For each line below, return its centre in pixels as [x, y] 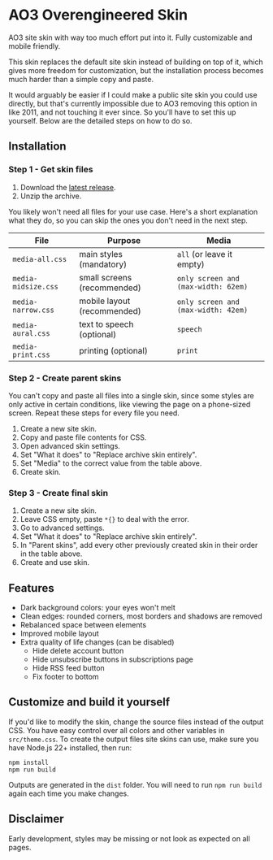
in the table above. [51, 554]
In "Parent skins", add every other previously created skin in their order [139, 545]
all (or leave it [205, 254]
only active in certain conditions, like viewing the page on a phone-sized [130, 404]
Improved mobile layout [59, 634]
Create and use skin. [54, 562]
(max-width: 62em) [212, 287]
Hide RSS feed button [69, 668]
